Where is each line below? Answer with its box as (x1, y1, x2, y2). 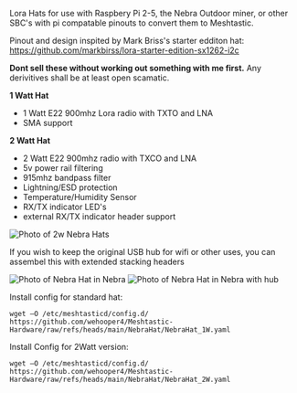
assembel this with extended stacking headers (9, 256, 185, 267)
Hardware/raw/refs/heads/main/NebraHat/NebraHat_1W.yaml (9, 325, 231, 335)
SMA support (22, 118, 73, 128)
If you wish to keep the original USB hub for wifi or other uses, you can (9, 247, 276, 257)
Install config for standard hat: (9, 292, 123, 303)
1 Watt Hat (9, 90, 49, 101)
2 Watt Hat (9, 135, 51, 145)
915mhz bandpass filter (22, 173, 111, 183)
